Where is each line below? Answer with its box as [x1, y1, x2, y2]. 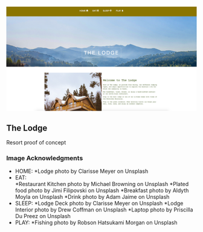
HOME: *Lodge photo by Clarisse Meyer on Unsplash [14, 167, 149, 175]
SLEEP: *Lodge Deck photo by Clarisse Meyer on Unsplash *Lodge [14, 200, 184, 207]
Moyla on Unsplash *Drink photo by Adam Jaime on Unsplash [14, 193, 170, 201]
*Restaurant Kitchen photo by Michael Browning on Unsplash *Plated [14, 181, 189, 188]
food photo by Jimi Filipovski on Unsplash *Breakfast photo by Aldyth [14, 187, 189, 194]
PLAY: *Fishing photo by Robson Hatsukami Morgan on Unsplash [14, 219, 178, 227]
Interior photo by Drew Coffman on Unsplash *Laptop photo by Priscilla [14, 206, 193, 213]
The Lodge [6, 123, 48, 133]
